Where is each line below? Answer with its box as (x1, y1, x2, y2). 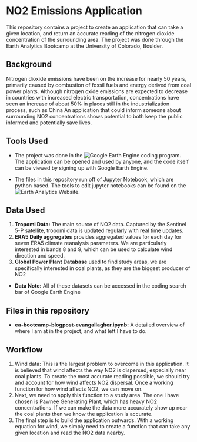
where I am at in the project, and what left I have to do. (14, 328, 147, 335)
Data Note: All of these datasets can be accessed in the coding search (14, 282, 186, 289)
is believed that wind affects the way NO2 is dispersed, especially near (14, 367, 186, 374)
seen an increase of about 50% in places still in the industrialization (6, 100, 170, 107)
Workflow (6, 345, 43, 355)
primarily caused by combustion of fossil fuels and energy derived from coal (6, 81, 192, 88)
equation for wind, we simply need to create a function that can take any (14, 423, 191, 430)
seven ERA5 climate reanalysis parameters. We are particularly (14, 240, 167, 247)
